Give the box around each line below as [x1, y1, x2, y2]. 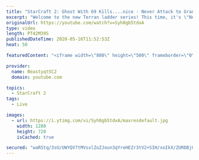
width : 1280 [17, 123, 46, 129]
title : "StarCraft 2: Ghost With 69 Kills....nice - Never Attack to [6, 8, 182, 15]
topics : [6, 85, 25, 91]
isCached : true [17, 134, 54, 140]
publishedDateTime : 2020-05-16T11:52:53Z [6, 36, 110, 42]
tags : [6, 96, 20, 102]
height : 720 [17, 129, 46, 135]
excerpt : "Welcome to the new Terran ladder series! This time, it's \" [6, 14, 190, 20]
